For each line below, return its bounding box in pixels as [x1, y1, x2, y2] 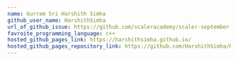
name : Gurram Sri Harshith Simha [7, 10, 106, 18]
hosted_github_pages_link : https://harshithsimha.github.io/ [7, 36, 192, 43]
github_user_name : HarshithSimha [7, 17, 106, 24]
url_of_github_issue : [7, 23, 72, 30]
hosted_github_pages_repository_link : [7, 43, 122, 50]
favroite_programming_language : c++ [7, 29, 115, 37]
